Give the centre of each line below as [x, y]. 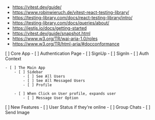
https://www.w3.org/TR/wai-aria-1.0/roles [55, 39]
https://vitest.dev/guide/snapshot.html [51, 33]
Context [13, 59]
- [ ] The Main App [25, 68]
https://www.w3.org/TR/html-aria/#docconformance [66, 44]
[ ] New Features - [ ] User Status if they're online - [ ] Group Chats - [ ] [78, 107]
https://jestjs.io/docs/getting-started [50, 28]
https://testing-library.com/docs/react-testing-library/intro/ [72, 18]
